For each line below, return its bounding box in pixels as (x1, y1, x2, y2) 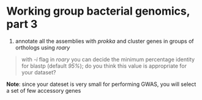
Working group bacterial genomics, (6, 4, 190, 18)
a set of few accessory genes (6, 87, 81, 94)
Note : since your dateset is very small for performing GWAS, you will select (6, 80, 196, 88)
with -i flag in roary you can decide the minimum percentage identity (21, 55, 195, 63)
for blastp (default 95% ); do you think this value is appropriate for (21, 62, 187, 70)
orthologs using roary (15, 44, 70, 51)
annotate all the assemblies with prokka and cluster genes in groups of (15, 37, 194, 45)
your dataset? (21, 68, 56, 76)
